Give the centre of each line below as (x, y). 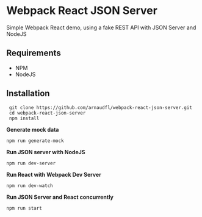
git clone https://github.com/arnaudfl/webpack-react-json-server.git (100, 107)
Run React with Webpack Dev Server (54, 174)
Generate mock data (33, 129)
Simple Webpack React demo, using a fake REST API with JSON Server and (101, 27)
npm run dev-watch (30, 186)
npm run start (24, 208)
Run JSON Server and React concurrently (60, 197)
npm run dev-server (31, 163)
